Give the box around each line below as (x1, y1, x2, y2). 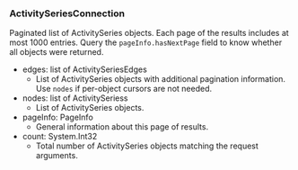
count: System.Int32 (22, 131, 98, 142)
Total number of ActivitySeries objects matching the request (35, 140, 259, 151)
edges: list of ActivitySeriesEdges (22, 64, 148, 75)
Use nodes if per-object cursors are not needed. (35, 84, 213, 94)
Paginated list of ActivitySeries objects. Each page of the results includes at (9, 28, 289, 39)
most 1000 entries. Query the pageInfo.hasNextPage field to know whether (9, 37, 283, 48)
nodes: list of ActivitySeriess (22, 93, 128, 103)
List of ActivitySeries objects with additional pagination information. (35, 74, 285, 85)
